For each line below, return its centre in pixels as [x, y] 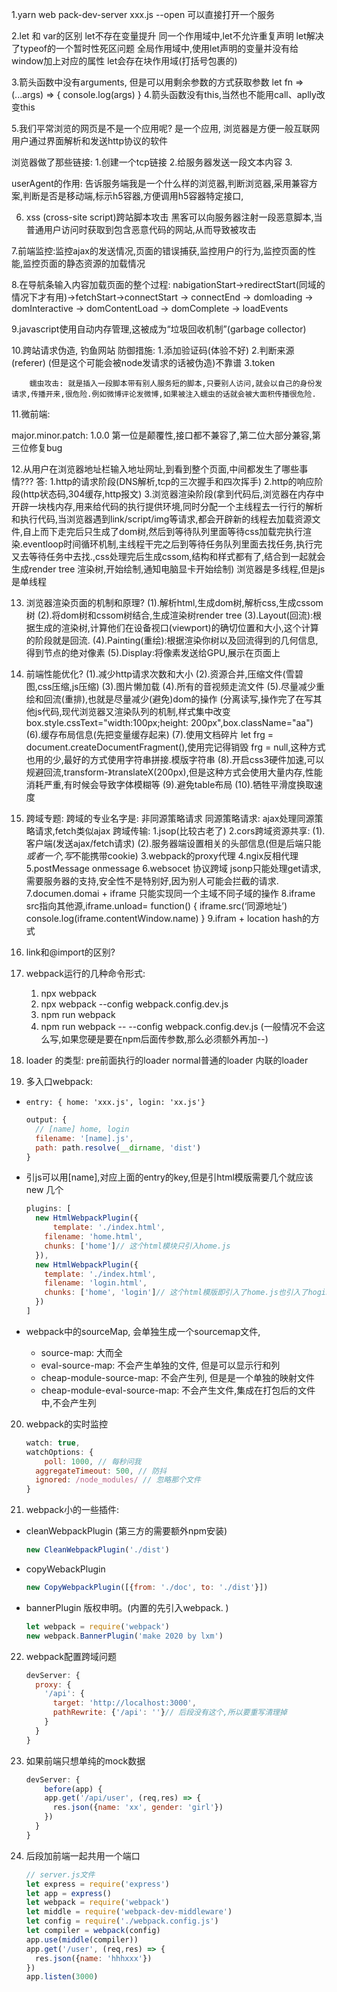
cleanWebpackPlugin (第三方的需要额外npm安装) [126, 1531]
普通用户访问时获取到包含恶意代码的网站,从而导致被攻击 [141, 229]
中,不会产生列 [68, 1402]
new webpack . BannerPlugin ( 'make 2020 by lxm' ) [124, 1636]
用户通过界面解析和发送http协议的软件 [90, 141]
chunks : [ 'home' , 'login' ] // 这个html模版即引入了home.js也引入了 [176, 1293]
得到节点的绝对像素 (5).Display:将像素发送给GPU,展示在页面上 [153, 652]
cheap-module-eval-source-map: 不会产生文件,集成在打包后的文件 [178, 1390]
